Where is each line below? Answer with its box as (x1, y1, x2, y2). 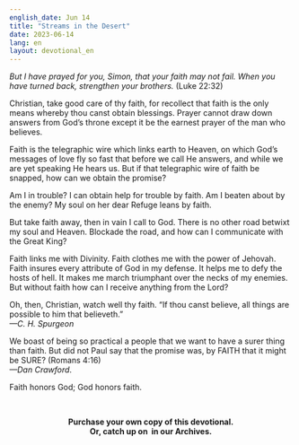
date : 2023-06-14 (9, 30, 75, 39)
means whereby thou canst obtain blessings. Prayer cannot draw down (9, 108, 273, 118)
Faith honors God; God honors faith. (9, 382, 142, 393)
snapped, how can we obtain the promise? (9, 172, 167, 184)
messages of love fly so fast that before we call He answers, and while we (9, 153, 284, 164)
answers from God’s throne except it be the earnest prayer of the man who (9, 118, 286, 128)
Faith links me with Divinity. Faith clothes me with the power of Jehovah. (9, 253, 277, 265)
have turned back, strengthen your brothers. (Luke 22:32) (9, 81, 224, 92)
